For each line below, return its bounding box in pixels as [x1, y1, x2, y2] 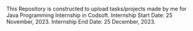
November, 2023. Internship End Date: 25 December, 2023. [6, 18, 156, 25]
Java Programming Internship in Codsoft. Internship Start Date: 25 [6, 12, 173, 19]
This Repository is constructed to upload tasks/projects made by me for [6, 5, 187, 12]
